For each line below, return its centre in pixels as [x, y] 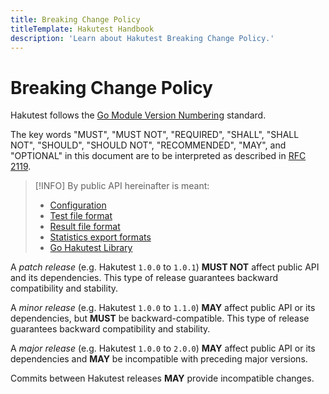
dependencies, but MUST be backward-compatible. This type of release [160, 318]
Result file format [85, 227]
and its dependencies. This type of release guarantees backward [144, 278]
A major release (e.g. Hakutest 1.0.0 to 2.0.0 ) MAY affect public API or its [163, 348]
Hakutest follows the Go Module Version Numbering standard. [138, 115]
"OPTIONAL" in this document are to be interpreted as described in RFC [158, 156]
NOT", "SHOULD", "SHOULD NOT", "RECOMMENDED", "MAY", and [148, 145]
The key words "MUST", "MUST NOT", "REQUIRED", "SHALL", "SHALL [155, 135]
